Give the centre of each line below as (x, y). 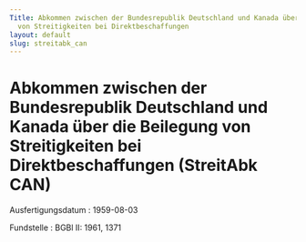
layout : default (40, 35)
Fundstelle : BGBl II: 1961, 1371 (66, 227)
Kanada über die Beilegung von (130, 127)
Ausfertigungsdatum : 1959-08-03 (74, 210)
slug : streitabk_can (49, 43)
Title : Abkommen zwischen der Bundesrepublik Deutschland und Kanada (144, 18)
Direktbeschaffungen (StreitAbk (133, 166)
